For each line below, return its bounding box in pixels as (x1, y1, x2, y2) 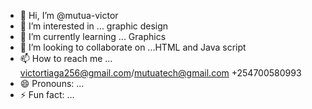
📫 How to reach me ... (19, 53, 113, 64)
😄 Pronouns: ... (19, 78, 85, 89)
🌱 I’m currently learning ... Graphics (19, 31, 167, 42)
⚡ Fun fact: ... (19, 89, 75, 100)
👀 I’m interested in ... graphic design (19, 20, 169, 32)
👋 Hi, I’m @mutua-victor (19, 10, 119, 21)
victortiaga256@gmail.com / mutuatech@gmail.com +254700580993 (19, 67, 302, 79)
